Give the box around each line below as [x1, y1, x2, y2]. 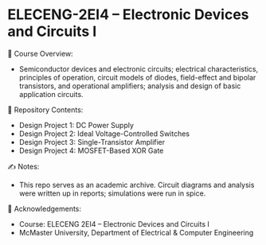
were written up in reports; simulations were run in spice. [18, 189, 206, 198]
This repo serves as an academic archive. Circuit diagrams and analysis [18, 180, 255, 189]
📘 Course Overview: [7, 49, 73, 58]
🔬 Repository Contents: [7, 105, 84, 115]
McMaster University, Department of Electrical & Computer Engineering [18, 227, 254, 237]
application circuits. [18, 89, 84, 99]
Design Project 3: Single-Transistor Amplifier [18, 137, 166, 146]
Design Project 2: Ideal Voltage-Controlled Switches [18, 129, 190, 138]
